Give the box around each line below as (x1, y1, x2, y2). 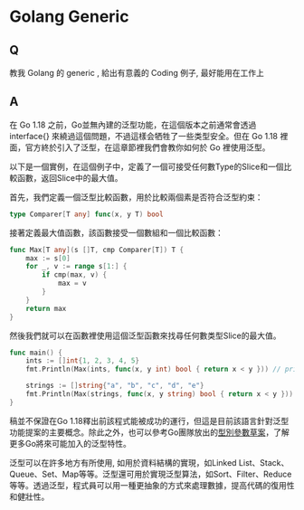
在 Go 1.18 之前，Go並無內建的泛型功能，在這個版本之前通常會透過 (9, 119, 257, 130)
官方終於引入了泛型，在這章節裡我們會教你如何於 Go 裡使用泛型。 (24, 142, 271, 153)
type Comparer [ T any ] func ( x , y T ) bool (9, 210, 165, 219)
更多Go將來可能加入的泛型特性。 (9, 438, 131, 449)
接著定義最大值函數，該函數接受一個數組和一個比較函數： (9, 227, 223, 238)
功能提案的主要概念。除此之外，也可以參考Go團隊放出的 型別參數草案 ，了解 (9, 427, 290, 438)
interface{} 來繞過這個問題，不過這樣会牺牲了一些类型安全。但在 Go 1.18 (9, 130, 279, 141)
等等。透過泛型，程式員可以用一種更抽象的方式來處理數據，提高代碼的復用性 (9, 479, 295, 490)
